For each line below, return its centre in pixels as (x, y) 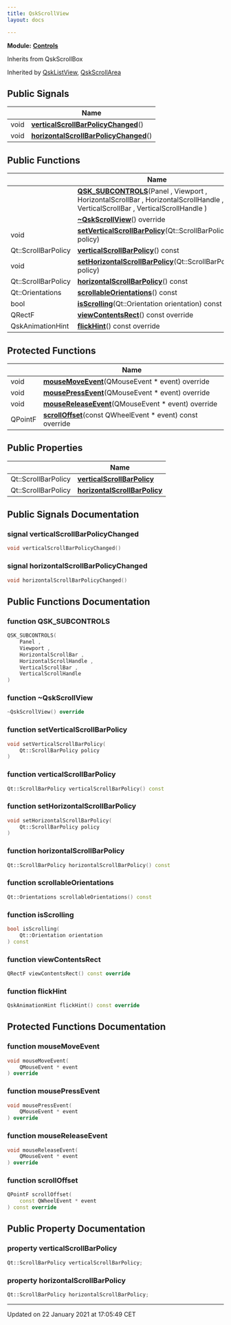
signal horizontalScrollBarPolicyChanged (77, 566)
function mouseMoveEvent (53, 1047)
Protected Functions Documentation (87, 1027)
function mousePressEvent (54, 1091)
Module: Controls (33, 45)
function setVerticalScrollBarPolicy (67, 730)
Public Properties (45, 448)
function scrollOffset (43, 1181)
